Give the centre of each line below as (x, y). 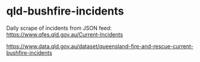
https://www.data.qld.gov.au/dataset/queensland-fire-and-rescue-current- (100, 46)
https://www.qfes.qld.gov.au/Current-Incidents (65, 34)
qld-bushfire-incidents (65, 11)
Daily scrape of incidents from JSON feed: (59, 28)
